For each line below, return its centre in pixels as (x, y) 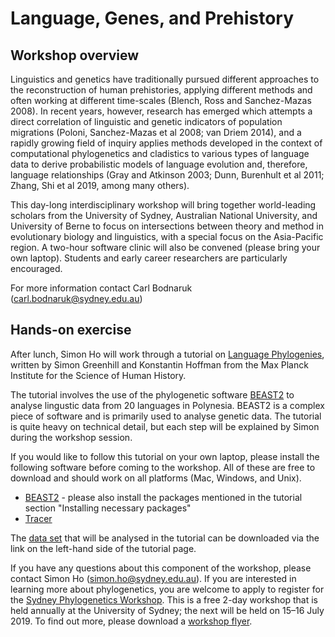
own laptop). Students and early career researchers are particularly (149, 258)
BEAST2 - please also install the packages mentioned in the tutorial (163, 497)
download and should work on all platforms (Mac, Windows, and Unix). (156, 478)
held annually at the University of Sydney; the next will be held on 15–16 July (167, 610)
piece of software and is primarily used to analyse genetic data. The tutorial (166, 416)
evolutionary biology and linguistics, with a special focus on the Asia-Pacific (167, 236)
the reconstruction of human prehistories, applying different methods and (161, 90)
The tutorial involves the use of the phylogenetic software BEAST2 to (152, 394)
